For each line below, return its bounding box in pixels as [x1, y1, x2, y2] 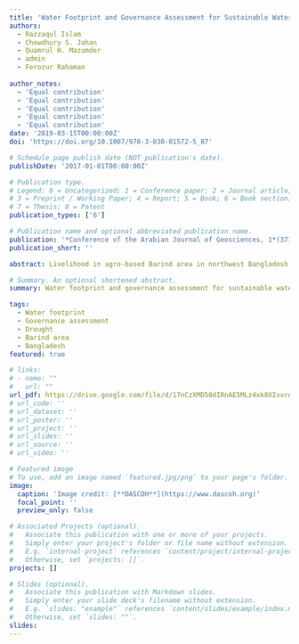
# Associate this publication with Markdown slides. [9, 588, 217, 597]
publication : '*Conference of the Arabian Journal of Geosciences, [9, 235, 265, 244]
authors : [9, 21, 42, 30]
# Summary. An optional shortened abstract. [9, 275, 177, 285]
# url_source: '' [9, 440, 74, 450]
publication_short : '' [9, 243, 93, 252]
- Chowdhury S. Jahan [17, 37, 98, 47]
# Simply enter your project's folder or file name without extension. [9, 539, 289, 548]
